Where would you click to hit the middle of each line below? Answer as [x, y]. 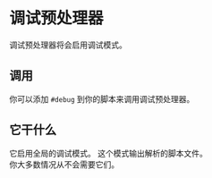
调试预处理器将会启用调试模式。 [68, 45]
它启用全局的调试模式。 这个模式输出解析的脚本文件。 [108, 153]
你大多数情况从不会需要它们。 [64, 164]
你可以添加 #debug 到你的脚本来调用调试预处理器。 [102, 98]
